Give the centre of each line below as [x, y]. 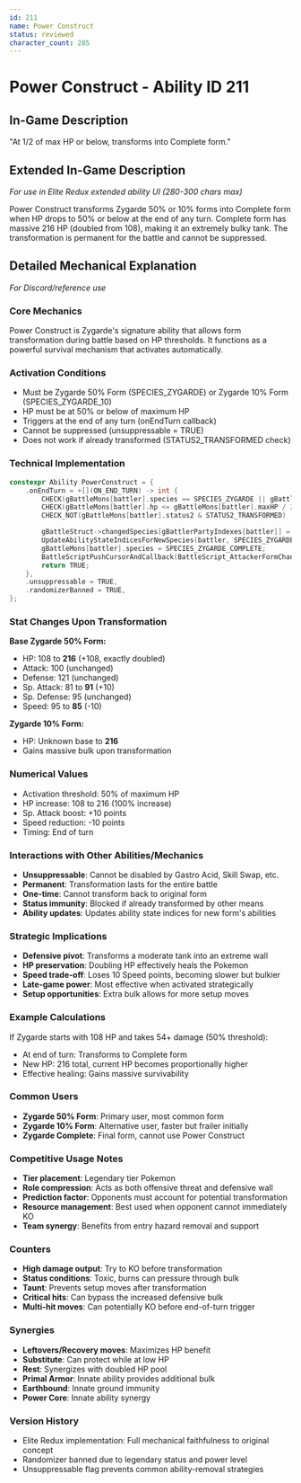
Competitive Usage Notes [66, 1159]
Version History [44, 1421]
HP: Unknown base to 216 [70, 741]
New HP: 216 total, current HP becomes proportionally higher [135, 1064]
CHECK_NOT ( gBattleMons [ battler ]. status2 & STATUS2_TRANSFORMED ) [164, 516]
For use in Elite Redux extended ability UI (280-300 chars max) [126, 192]
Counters [30, 1249]
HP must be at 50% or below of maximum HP [106, 412]
